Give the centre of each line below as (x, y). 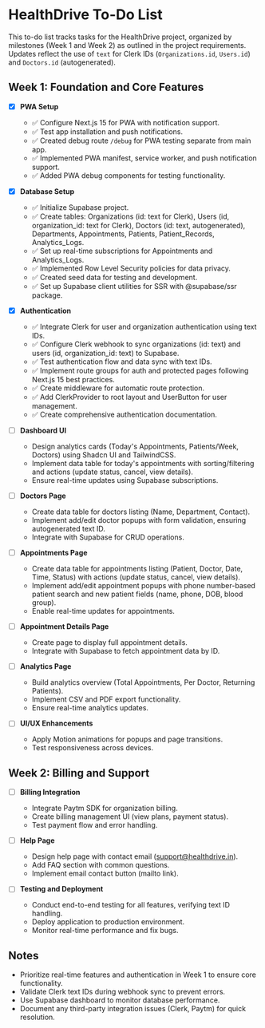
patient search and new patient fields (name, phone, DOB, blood (137, 594)
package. (47, 295)
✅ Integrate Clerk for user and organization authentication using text (144, 326)
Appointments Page (53, 553)
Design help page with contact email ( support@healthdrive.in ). (135, 856)
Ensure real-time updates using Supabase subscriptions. (125, 480)
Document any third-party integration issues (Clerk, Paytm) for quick (132, 1009)
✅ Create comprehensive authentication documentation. (125, 414)
